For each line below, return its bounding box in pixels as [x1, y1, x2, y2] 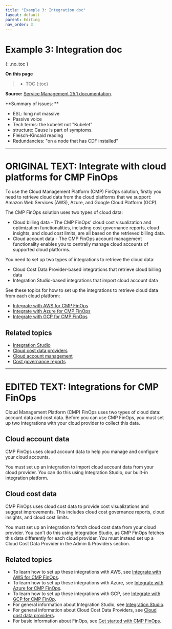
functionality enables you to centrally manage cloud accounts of [12, 241, 148, 247]
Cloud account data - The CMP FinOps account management [12, 235, 142, 242]
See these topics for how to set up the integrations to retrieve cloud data [5, 287, 159, 293]
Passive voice [12, 116, 42, 122]
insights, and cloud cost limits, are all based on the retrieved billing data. [12, 230, 165, 237]
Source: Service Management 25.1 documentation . [5, 91, 113, 97]
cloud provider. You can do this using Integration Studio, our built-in [5, 469, 148, 475]
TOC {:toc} [25, 81, 49, 87]
